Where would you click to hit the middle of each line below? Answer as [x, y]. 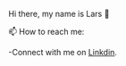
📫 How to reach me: [46, 32]
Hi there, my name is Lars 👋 [59, 14]
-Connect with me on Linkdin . [63, 52]
